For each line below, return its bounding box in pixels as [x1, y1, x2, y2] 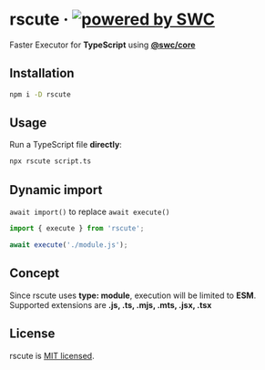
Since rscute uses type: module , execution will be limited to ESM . [9, 290, 257, 301]
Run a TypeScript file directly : [9, 139, 123, 150]
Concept [9, 265, 60, 282]
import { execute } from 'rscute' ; [9, 224, 145, 233]
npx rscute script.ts [9, 157, 92, 166]
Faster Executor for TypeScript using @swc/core [9, 39, 196, 50]
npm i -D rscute [9, 89, 71, 99]
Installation [9, 66, 75, 81]
